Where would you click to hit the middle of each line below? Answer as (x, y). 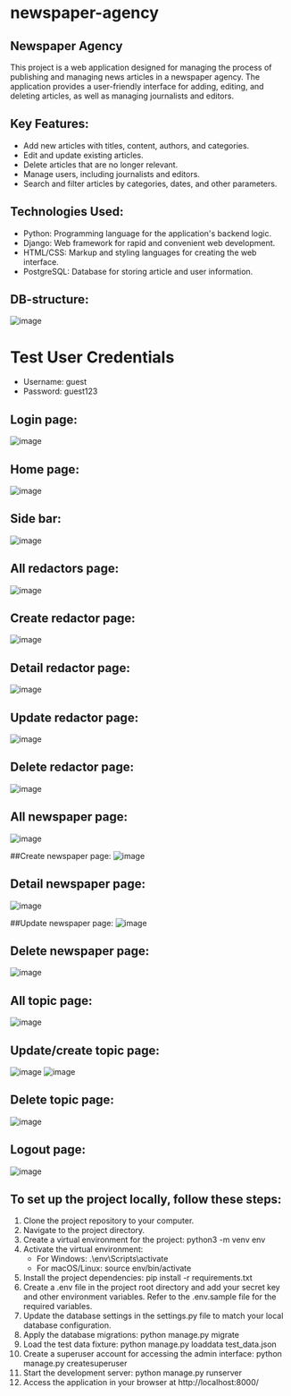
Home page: (45, 469)
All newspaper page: (69, 817)
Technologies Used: (67, 212)
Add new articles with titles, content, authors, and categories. (136, 145)
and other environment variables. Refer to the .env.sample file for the (150, 1297)
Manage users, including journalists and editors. (111, 174)
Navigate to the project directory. (84, 1230)
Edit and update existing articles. (83, 155)
